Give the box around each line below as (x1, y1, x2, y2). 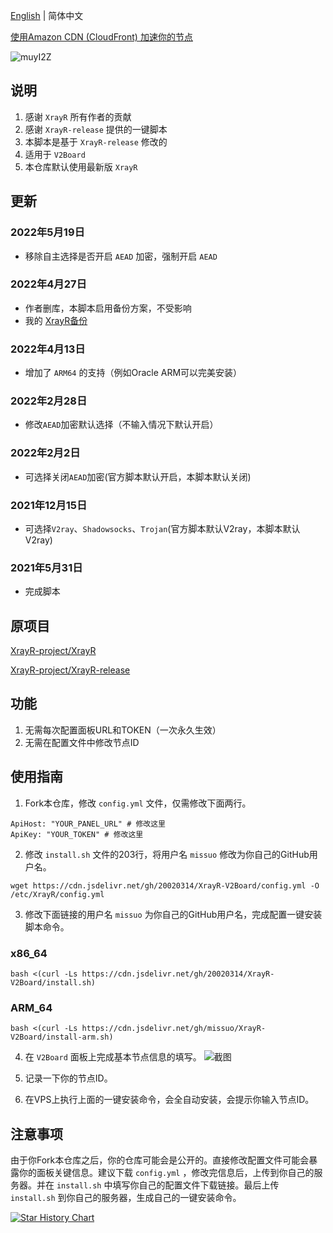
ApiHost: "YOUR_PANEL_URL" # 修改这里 (10, 819, 167, 829)
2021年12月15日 (10, 498, 88, 512)
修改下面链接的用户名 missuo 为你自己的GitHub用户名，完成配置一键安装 (24, 908, 323, 920)
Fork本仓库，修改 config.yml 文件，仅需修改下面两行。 (24, 797, 252, 809)
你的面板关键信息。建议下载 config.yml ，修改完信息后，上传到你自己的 (18, 1167, 315, 1179)
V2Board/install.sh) (10, 978, 97, 988)
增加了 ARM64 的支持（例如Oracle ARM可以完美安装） (24, 367, 243, 379)
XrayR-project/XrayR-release (10, 664, 131, 676)
